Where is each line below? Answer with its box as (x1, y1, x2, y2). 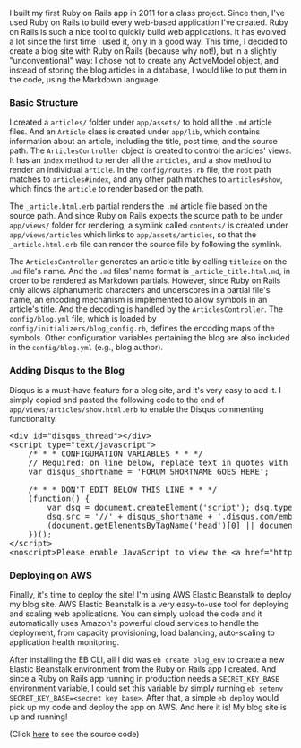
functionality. (9, 413, 58, 424)
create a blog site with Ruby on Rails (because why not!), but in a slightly (9, 46, 278, 56)
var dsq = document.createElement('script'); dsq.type (47, 502, 293, 512)
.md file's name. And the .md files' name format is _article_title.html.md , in (9, 266, 291, 277)
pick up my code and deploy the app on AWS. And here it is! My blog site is (9, 701, 287, 712)
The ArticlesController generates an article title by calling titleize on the (9, 256, 288, 267)
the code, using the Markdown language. (9, 74, 161, 84)
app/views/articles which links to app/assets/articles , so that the (9, 229, 257, 240)
